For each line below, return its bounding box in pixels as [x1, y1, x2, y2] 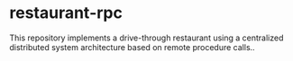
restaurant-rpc [9, 3, 124, 23]
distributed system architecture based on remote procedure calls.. [9, 41, 255, 52]
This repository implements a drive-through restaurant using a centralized [9, 32, 284, 43]
